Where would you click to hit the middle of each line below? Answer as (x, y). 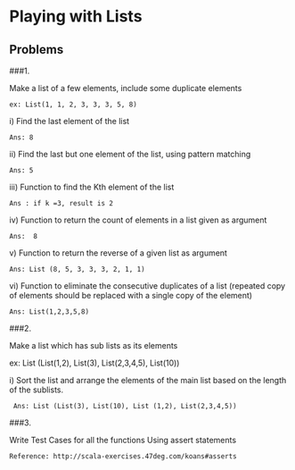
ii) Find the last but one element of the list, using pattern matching (130, 154)
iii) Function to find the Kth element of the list (92, 187)
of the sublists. (37, 390)
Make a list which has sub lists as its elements (94, 345)
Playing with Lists (76, 17)
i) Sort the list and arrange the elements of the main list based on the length (148, 380)
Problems (37, 50)
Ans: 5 (21, 171)
